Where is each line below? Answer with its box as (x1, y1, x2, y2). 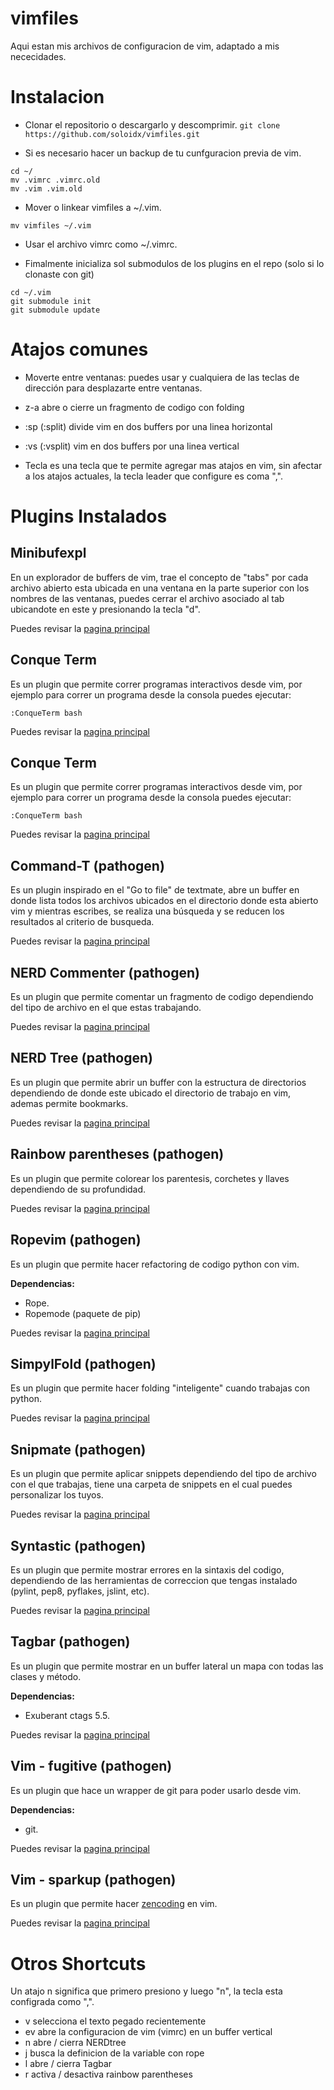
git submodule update (10, 305, 101, 315)
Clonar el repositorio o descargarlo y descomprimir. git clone (24, 118, 281, 131)
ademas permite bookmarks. (10, 1097, 129, 1109)
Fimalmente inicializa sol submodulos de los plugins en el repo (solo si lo (24, 257, 325, 269)
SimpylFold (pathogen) (10, 1355, 157, 1372)
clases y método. (10, 1670, 82, 1682)
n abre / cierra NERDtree (24, 2037, 127, 2049)
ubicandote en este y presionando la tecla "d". (10, 603, 201, 615)
